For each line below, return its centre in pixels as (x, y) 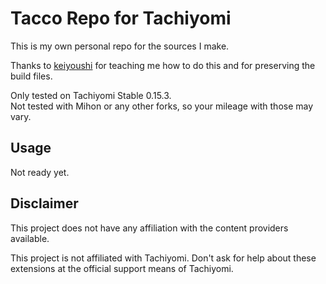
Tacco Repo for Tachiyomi (121, 18)
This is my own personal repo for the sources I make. (120, 46)
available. (30, 238)
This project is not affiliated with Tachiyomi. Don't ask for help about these (163, 258)
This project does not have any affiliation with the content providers (149, 228)
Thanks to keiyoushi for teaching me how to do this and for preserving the (163, 65)
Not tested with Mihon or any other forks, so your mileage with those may (162, 106)
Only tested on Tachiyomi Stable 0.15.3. (91, 95)
